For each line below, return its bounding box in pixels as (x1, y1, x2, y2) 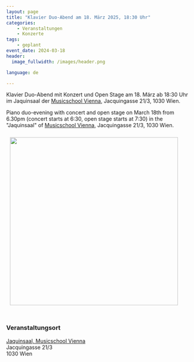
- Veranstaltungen (17, 25, 63, 32)
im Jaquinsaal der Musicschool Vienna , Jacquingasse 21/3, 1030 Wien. (6, 97, 181, 105)
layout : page (6, 8, 39, 15)
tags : (6, 36, 20, 42)
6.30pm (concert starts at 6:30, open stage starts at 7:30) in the (6, 115, 163, 122)
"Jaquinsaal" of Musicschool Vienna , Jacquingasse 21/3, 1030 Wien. (6, 122, 174, 129)
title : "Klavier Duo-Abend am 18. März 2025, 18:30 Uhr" (6, 14, 151, 20)
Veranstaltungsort (6, 324, 61, 332)
